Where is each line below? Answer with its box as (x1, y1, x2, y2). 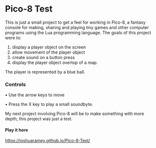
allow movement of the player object (12, 49, 85, 55)
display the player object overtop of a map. (12, 59, 98, 65)
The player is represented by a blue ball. (5, 69, 86, 74)
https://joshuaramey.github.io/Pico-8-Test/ (5, 138, 91, 144)
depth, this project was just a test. (5, 116, 73, 122)
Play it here (5, 127, 28, 133)
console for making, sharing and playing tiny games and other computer (5, 24, 149, 30)
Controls (5, 81, 26, 88)
